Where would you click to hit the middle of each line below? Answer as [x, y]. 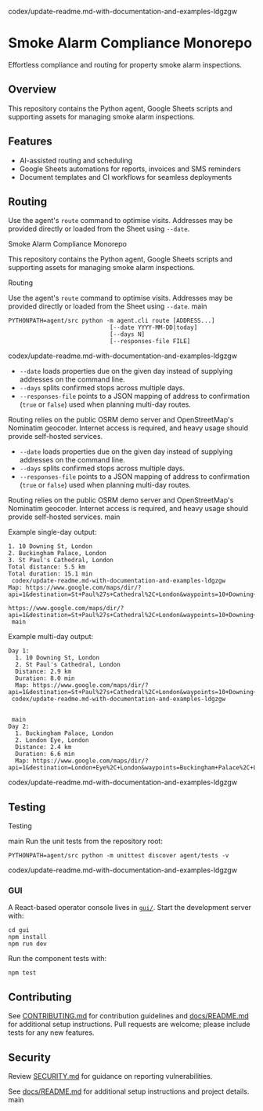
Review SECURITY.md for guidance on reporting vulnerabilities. [110, 1076]
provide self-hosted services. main [64, 517]
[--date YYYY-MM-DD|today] [153, 328]
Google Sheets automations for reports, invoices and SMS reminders [130, 169]
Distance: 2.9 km [43, 672]
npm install [27, 937]
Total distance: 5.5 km [47, 567]
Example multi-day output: [51, 637]
